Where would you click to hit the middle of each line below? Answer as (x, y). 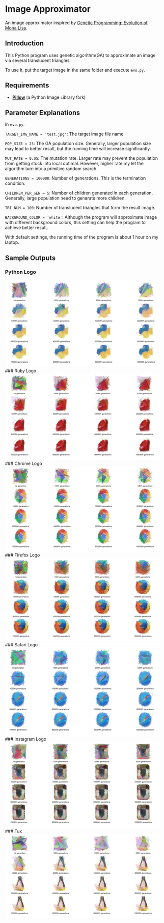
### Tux (14, 831)
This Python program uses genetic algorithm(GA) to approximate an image (80, 55)
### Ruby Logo (21, 371)
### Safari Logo (22, 645)
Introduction (25, 43)
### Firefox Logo (23, 555)
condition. (15, 183)
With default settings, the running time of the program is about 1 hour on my (82, 237)
